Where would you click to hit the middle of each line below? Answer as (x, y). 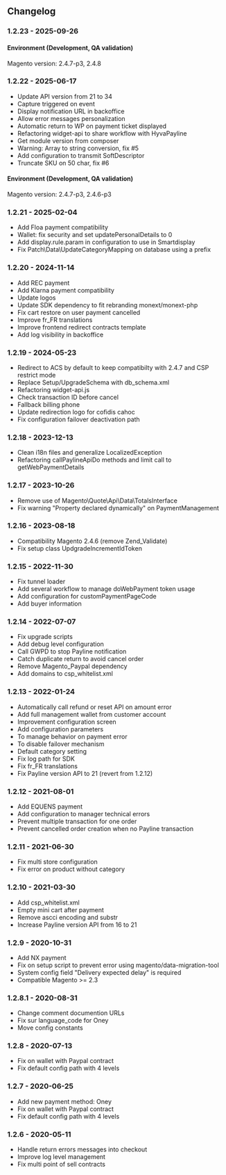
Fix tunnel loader (41, 582)
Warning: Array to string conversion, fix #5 (78, 148)
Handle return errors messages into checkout (82, 1149)
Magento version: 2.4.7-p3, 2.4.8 (54, 63)
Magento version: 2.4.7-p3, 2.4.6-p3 (60, 195)
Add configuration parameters (60, 729)
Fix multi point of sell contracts (61, 1165)
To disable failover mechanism (61, 744)
